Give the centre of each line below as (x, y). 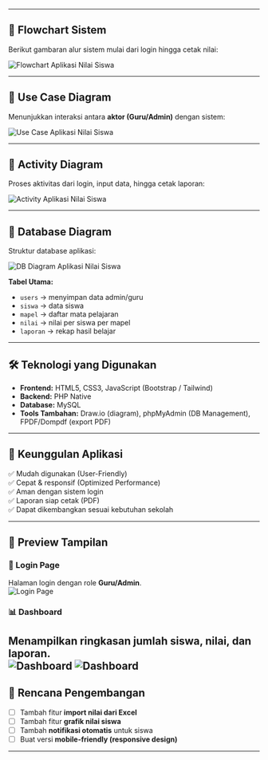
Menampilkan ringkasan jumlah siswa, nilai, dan (130, 641)
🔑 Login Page (34, 565)
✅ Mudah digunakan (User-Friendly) (68, 473)
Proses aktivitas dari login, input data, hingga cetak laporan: (106, 183)
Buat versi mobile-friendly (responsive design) (99, 739)
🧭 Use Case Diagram (60, 98)
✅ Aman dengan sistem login (56, 491)
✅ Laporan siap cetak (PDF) (54, 500)
